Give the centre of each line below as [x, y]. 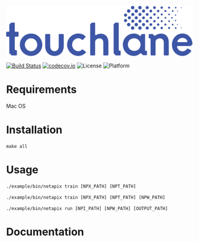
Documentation [45, 232]
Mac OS [16, 106]
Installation [34, 130]
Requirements [41, 90]
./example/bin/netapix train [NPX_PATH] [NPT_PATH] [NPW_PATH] [86, 198]
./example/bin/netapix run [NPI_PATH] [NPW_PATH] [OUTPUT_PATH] [87, 209]
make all [17, 147]
